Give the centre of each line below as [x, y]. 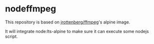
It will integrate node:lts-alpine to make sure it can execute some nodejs [77, 31]
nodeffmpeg [31, 9]
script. [11, 36]
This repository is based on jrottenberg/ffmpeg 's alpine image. [68, 22]
